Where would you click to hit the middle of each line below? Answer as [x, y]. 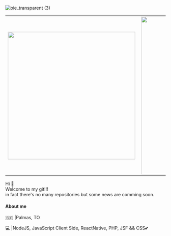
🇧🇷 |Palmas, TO [23, 218]
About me [16, 206]
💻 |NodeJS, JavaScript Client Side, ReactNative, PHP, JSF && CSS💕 [77, 228]
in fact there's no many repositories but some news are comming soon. [80, 194]
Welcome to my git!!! [27, 189]
